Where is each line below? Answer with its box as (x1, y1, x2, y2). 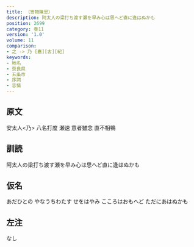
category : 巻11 (6, 26, 44, 32)
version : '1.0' (6, 32, 45, 38)
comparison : (6, 43, 37, 49)
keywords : (6, 54, 32, 60)
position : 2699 (6, 20, 45, 26)
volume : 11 (6, 37, 34, 43)
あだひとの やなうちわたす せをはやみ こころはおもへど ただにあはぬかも (6, 198, 189, 205)
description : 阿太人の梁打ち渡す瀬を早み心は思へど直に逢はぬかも (6, 15, 156, 21)
